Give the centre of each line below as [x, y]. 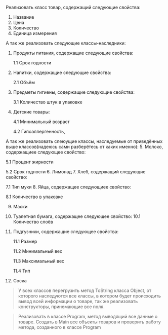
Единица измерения [35, 33]
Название [24, 17]
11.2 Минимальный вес [38, 251]
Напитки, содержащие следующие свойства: [62, 72]
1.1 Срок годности [32, 63]
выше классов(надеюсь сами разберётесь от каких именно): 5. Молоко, [85, 147]
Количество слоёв [33, 222]
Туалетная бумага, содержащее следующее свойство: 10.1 [77, 216]
